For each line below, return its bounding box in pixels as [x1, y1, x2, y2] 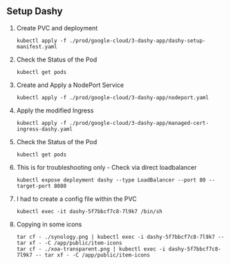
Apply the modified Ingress [16, 106, 94, 115]
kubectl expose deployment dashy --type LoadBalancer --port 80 [16, 176, 206, 184]
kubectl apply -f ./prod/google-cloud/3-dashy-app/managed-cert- [16, 119, 209, 126]
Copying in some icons [16, 220, 82, 228]
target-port [16, 182, 51, 189]
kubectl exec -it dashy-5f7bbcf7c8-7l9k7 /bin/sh [16, 208, 163, 215]
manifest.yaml [16, 43, 57, 50]
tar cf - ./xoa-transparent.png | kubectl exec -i [16, 245, 166, 253]
